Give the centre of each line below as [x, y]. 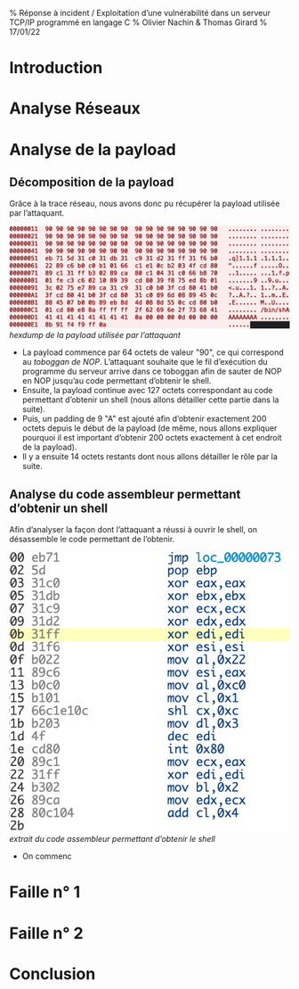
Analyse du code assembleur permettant [125, 494]
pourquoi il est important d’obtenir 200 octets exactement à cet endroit [152, 438]
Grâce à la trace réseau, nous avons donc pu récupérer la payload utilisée [145, 203]
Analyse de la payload [93, 149]
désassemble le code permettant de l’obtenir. [92, 540]
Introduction [56, 68]
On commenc [47, 856]
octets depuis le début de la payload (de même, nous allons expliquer [149, 428]
